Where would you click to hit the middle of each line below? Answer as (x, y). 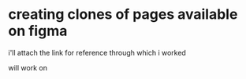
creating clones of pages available (123, 14)
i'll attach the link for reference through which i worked (97, 52)
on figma (38, 31)
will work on (28, 67)
